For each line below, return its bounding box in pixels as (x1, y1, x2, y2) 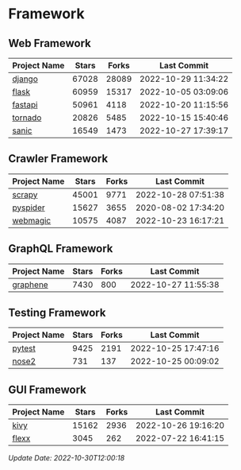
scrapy (12, 188, 38, 200)
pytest (12, 343, 36, 354)
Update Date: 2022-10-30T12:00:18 (8, 453, 125, 463)
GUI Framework (8, 383, 87, 396)
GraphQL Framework (8, 242, 113, 255)
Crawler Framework (8, 152, 109, 165)
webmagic (12, 215, 52, 226)
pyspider (12, 202, 45, 213)
